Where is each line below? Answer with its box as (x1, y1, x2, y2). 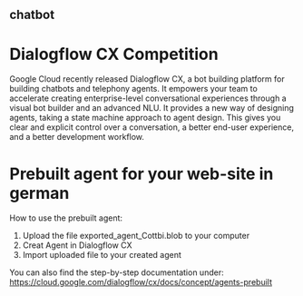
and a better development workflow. (9, 132, 145, 143)
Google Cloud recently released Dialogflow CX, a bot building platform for (9, 74, 285, 84)
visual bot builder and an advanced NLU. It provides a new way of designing (9, 103, 295, 113)
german (9, 183, 70, 203)
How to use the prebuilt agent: (9, 212, 123, 223)
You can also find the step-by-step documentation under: (9, 267, 224, 278)
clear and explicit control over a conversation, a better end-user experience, (9, 122, 295, 133)
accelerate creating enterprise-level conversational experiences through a (9, 93, 288, 104)
